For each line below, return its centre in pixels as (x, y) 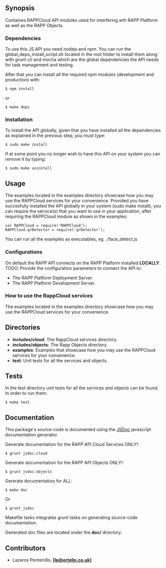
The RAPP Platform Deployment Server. (53, 278)
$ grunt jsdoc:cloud (27, 453)
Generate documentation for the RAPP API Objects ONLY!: (64, 463)
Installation (19, 120)
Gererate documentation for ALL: (39, 481)
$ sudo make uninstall (28, 168)
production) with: (23, 80)
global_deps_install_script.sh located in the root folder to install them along (81, 55)
